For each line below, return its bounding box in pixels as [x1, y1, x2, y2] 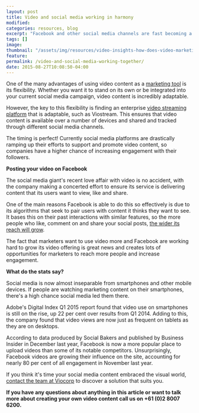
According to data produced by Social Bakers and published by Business [6, 334, 184, 342]
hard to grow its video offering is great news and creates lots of [6, 244, 161, 251]
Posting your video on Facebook [6, 165, 88, 172]
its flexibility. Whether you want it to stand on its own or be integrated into [6, 87, 187, 94]
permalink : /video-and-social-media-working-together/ [6, 58, 145, 64]
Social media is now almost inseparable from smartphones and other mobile [6, 280, 192, 287]
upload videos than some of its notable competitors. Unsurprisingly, [6, 347, 172, 354]
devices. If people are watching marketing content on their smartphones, [6, 286, 184, 293]
